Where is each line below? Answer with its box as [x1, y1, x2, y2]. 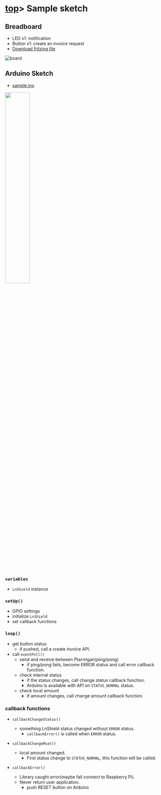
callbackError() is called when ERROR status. [26, 731, 117, 737]
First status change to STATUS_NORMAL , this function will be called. [26, 755, 156, 761]
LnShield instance [12, 586, 49, 592]
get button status [12, 641, 47, 647]
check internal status [19, 672, 62, 678]
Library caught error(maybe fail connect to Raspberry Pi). [19, 774, 135, 780]
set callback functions [12, 619, 57, 625]
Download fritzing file [12, 46, 56, 51]
